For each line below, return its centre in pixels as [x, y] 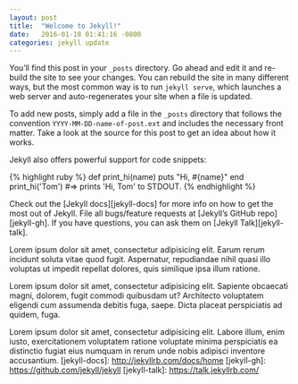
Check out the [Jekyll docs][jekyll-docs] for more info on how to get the [141, 204]
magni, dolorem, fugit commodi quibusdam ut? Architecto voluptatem [137, 295]
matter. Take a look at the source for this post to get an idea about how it [143, 133]
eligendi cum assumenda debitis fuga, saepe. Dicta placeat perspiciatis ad [146, 305]
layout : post [33, 17]
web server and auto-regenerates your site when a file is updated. [131, 97]
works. [22, 142]
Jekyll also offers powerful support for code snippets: [108, 160]
